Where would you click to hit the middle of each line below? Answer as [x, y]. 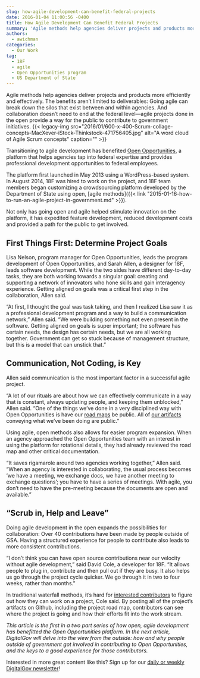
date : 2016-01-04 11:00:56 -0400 [48, 17]
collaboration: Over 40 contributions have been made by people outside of [98, 533]
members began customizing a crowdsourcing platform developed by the [96, 187]
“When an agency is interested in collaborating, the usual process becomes [99, 469]
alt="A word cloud [167, 133]
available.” [19, 494]
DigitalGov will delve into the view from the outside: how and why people [96, 638]
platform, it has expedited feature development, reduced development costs [99, 218]
